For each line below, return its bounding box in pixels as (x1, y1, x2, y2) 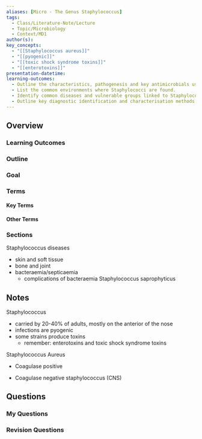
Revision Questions (6, 426, 64, 434)
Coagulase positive (14, 363, 63, 370)
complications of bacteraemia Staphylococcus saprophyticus (23, 275, 176, 283)
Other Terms (6, 215, 39, 223)
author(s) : (6, 37, 34, 43)
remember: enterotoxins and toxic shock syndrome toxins (23, 339, 167, 346)
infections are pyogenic (14, 327, 74, 334)
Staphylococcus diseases (6, 244, 70, 251)
